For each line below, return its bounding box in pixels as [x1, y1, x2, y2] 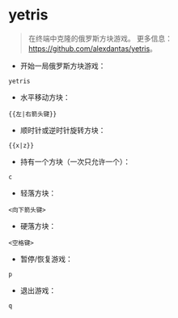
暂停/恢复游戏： [19, 254, 73, 264]
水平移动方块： [19, 92, 70, 102]
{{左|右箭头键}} [8, 110, 57, 118]
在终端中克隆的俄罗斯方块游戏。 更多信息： [28, 33, 172, 43]
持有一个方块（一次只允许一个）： [19, 157, 131, 166]
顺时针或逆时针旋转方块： [19, 125, 106, 135]
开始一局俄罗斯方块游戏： [19, 61, 106, 71]
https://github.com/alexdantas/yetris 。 [28, 43, 158, 54]
